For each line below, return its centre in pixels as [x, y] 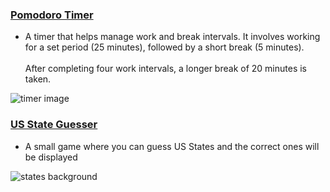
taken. [38, 79]
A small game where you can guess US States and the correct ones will [172, 146]
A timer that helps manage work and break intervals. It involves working [172, 37]
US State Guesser [54, 125]
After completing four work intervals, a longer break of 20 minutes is [165, 69]
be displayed [51, 157]
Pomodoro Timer [52, 15]
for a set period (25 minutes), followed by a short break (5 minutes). [164, 47]
